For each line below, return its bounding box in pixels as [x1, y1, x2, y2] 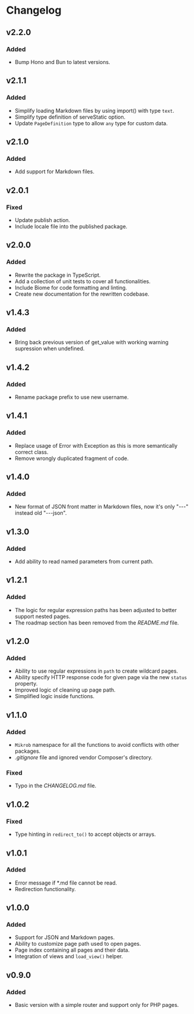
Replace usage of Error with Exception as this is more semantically [14, 442, 178, 449]
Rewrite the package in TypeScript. [14, 271, 101, 278]
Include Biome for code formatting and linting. [14, 284, 128, 291]
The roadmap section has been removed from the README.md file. [14, 619, 179, 626]
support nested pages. [14, 613, 71, 620]
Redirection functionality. [14, 885, 76, 892]
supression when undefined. [14, 345, 85, 352]
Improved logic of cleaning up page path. [14, 686, 116, 693]
